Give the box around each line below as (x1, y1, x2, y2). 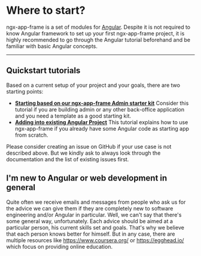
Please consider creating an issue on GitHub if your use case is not (6, 143, 172, 150)
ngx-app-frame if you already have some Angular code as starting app (14, 125, 190, 132)
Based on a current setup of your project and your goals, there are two (6, 82, 181, 89)
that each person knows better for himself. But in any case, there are (6, 230, 175, 237)
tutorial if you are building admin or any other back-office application (14, 106, 185, 113)
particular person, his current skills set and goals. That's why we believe (6, 224, 184, 231)
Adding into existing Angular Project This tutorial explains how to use (14, 118, 188, 126)
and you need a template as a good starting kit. (14, 112, 132, 119)
